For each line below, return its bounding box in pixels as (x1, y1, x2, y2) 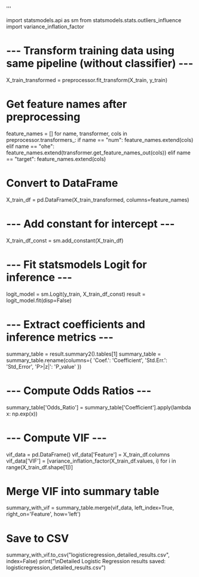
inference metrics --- (6, 330, 114, 344)
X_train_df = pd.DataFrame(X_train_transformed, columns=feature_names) (6, 196, 189, 203)
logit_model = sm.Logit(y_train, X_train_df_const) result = (6, 290, 146, 297)
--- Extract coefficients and (6, 317, 145, 331)
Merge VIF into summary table (6, 484, 160, 498)
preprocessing (6, 110, 81, 124)
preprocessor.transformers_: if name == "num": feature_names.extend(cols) (6, 136, 194, 143)
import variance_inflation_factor (6, 23, 85, 30)
